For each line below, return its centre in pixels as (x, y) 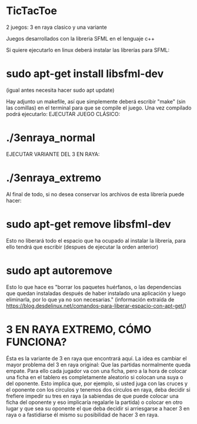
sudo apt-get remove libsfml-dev (89, 224)
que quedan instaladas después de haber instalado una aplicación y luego (96, 293)
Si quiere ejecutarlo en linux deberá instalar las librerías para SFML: (88, 50)
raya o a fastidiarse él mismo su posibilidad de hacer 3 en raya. (83, 415)
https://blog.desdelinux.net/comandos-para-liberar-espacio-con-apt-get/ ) (96, 306)
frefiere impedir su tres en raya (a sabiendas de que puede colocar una (92, 396)
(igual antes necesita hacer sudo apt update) (60, 90)
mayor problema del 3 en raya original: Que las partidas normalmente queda (98, 365)
